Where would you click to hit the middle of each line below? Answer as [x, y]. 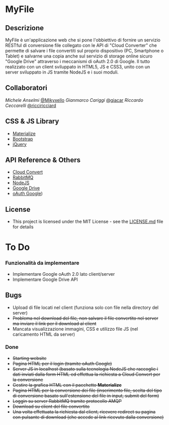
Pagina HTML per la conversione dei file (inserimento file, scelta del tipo [87, 390]
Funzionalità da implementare [42, 263]
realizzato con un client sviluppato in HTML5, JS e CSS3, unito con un [78, 67]
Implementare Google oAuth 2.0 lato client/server [64, 274]
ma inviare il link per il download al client [54, 323]
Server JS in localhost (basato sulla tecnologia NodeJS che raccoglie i [85, 369]
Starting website [29, 358]
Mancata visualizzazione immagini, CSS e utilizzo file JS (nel [75, 329]
